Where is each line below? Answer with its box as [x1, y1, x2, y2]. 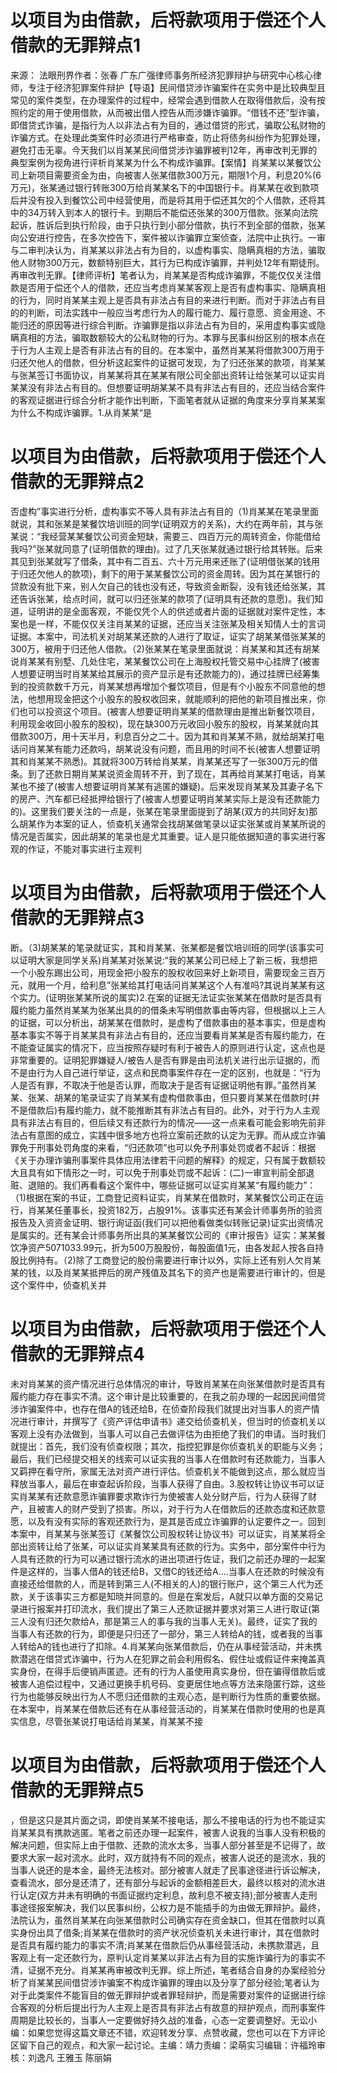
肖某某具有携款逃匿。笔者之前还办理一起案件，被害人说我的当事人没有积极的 [10, 1826, 326, 1838]
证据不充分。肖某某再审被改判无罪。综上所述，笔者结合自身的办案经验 [27, 1964, 317, 1976]
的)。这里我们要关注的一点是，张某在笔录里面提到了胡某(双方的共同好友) [10, 805, 310, 817]
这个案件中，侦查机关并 [10, 1279, 107, 1291]
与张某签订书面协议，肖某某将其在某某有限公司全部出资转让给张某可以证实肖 [10, 369, 326, 381]
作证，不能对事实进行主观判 [27, 842, 142, 855]
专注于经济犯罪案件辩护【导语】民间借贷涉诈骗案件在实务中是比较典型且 [27, 81, 326, 93]
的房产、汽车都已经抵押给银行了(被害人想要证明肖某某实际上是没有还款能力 [10, 792, 321, 805]
